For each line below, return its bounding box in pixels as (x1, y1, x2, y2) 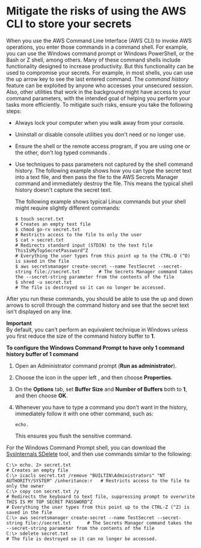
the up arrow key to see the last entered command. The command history (6, 75, 189, 83)
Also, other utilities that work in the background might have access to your (6, 88, 191, 95)
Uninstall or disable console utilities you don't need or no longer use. (14, 131, 185, 138)
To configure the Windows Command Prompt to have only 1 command (6, 344, 185, 351)
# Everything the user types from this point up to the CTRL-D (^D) (14, 253, 191, 259)
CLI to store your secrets (6, 17, 132, 31)
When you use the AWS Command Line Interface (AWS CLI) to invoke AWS (6, 37, 192, 44)
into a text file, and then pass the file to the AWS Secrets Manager (14, 173, 179, 180)
